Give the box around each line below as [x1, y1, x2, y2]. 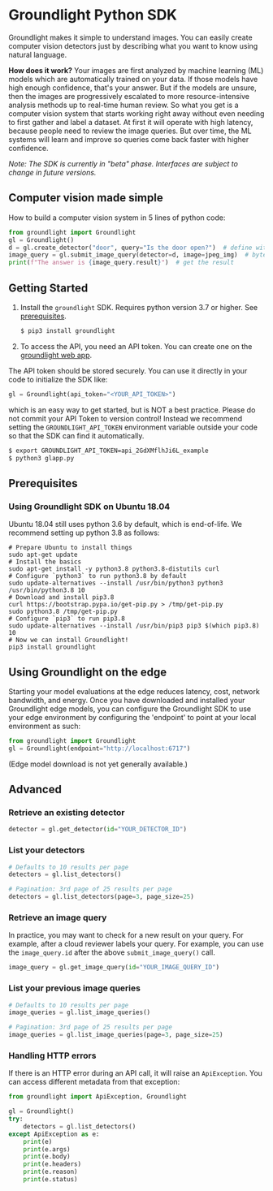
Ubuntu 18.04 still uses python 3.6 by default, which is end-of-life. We [8, 520, 242, 529]
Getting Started [8, 281, 89, 295]
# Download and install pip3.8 [8, 593, 115, 602]
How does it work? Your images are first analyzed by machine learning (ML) [8, 65, 264, 75]
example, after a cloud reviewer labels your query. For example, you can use [8, 939, 264, 949]
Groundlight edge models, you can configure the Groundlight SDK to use [8, 704, 252, 714]
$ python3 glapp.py [8, 454, 75, 462]
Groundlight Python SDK [8, 6, 177, 24]
